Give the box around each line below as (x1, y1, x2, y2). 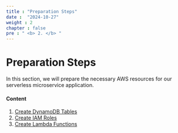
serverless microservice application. (6, 82, 94, 89)
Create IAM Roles (14, 114, 57, 121)
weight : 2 (6, 19, 33, 25)
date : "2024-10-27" (6, 14, 59, 20)
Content (6, 95, 26, 102)
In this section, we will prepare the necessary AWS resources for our (6, 75, 172, 82)
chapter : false (6, 25, 46, 31)
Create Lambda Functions (14, 121, 78, 128)
